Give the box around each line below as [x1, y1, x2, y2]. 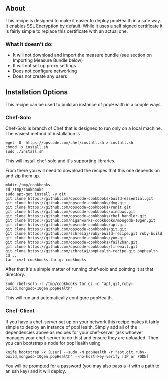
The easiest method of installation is [5, 131, 80, 137]
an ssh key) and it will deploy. [5, 368, 66, 374]
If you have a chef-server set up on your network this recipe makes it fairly [5, 319, 159, 325]
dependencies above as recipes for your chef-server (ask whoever [5, 329, 144, 335]
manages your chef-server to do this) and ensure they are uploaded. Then [5, 334, 159, 341]
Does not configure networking [12, 68, 77, 74]
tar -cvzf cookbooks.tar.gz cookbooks [5, 257, 86, 263]
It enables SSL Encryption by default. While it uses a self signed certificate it [5, 23, 163, 29]
